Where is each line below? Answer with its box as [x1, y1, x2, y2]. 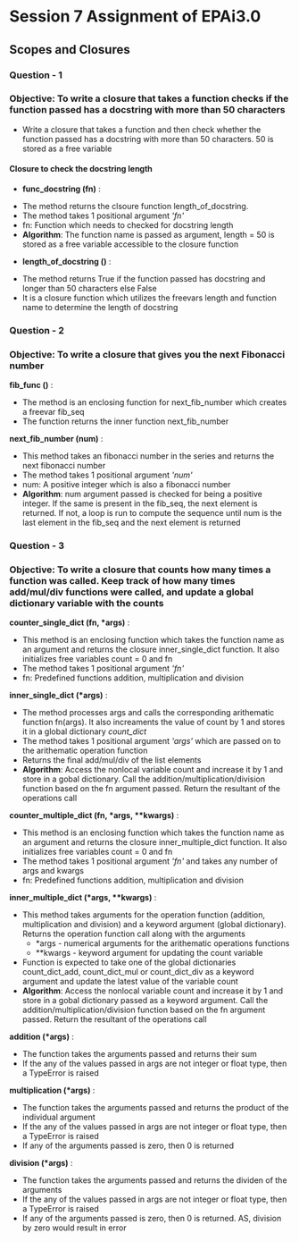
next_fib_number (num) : [9, 434, 104, 444]
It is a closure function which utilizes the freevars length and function [21, 292, 277, 303]
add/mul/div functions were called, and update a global [9, 586, 254, 598]
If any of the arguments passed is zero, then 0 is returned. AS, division [21, 1213, 282, 1224]
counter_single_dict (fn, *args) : [9, 617, 130, 628]
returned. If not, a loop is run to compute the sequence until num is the [21, 508, 283, 519]
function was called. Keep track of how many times [9, 575, 236, 587]
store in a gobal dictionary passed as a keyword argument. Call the [21, 995, 269, 1006]
